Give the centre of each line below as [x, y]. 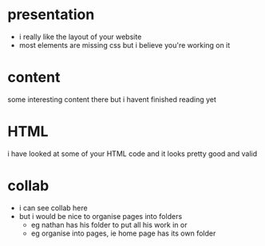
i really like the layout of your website [80, 37]
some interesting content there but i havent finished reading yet [112, 99]
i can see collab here [53, 208]
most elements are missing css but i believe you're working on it [125, 45]
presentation [51, 15]
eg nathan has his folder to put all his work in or [109, 225]
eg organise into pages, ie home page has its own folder [123, 233]
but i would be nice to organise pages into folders [101, 216]
